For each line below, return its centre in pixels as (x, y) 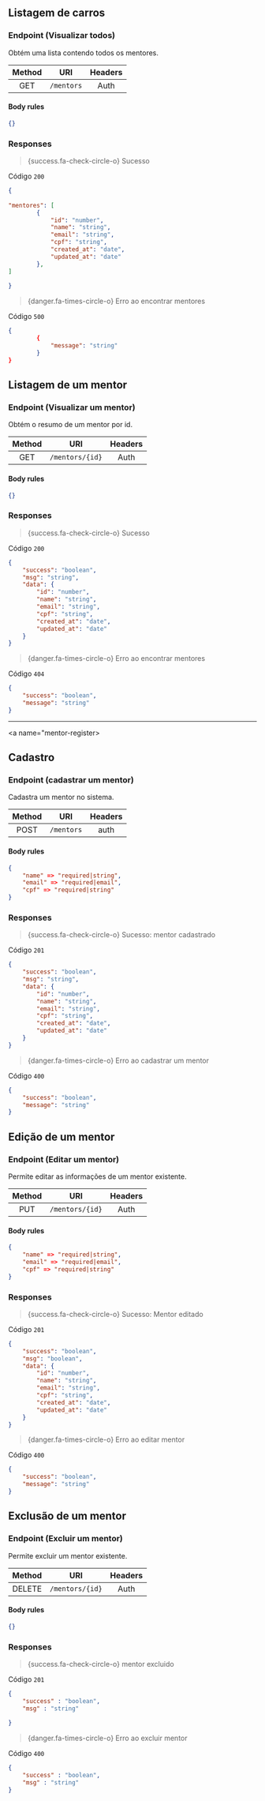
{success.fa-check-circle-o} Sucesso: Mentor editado (115, 1314)
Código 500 (26, 317)
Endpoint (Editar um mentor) (64, 1159)
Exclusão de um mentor (67, 1516)
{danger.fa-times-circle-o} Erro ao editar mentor (106, 1439)
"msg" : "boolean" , (52, 1358)
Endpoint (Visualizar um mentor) (72, 407)
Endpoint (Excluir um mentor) (66, 1539)
